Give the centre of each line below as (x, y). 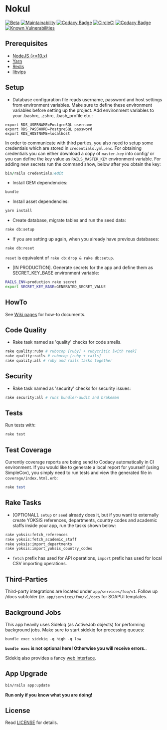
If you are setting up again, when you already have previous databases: (86, 239)
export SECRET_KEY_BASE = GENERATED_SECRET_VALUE (56, 287)
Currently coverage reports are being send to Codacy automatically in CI (80, 462)
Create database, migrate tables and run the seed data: (69, 220)
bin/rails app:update (28, 685)
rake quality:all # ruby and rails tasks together (59, 361)
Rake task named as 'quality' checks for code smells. (67, 342)
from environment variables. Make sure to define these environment (82, 105)
